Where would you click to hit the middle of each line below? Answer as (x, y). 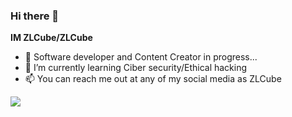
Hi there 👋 (35, 16)
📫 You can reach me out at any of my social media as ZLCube (153, 79)
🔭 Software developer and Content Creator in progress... (141, 57)
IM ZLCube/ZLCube (51, 38)
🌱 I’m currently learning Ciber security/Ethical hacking (136, 68)
